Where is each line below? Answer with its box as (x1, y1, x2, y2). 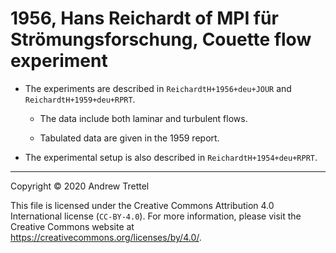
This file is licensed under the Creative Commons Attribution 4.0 (10, 199, 275, 211)
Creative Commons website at (10, 220, 135, 232)
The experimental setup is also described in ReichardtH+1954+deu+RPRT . (24, 151, 318, 163)
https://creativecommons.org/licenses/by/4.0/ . (10, 231, 202, 243)
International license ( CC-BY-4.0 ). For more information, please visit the (10, 210, 302, 222)
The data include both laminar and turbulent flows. (39, 112, 248, 124)
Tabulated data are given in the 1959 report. (39, 132, 220, 144)
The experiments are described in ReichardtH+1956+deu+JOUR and (24, 82, 292, 94)
